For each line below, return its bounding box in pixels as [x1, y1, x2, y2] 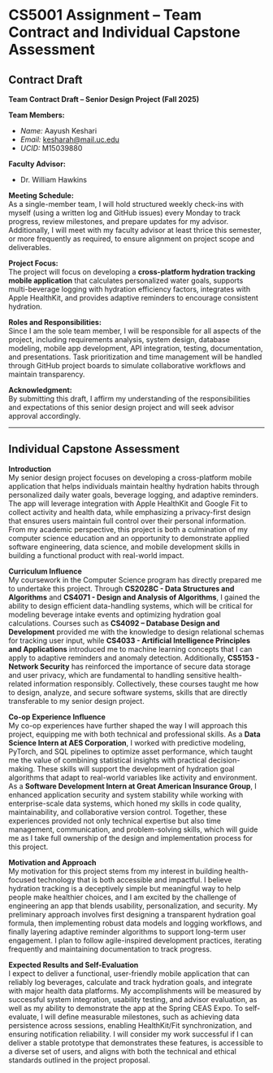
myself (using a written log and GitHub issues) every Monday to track [8, 208, 241, 218]
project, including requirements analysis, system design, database [8, 335, 230, 344]
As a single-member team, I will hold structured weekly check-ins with [8, 200, 244, 209]
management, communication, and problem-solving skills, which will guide [8, 825, 258, 834]
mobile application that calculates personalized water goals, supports [8, 275, 244, 285]
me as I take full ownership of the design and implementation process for [8, 833, 253, 842]
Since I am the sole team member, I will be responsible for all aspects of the [8, 326, 262, 336]
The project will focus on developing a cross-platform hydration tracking [8, 267, 256, 276]
